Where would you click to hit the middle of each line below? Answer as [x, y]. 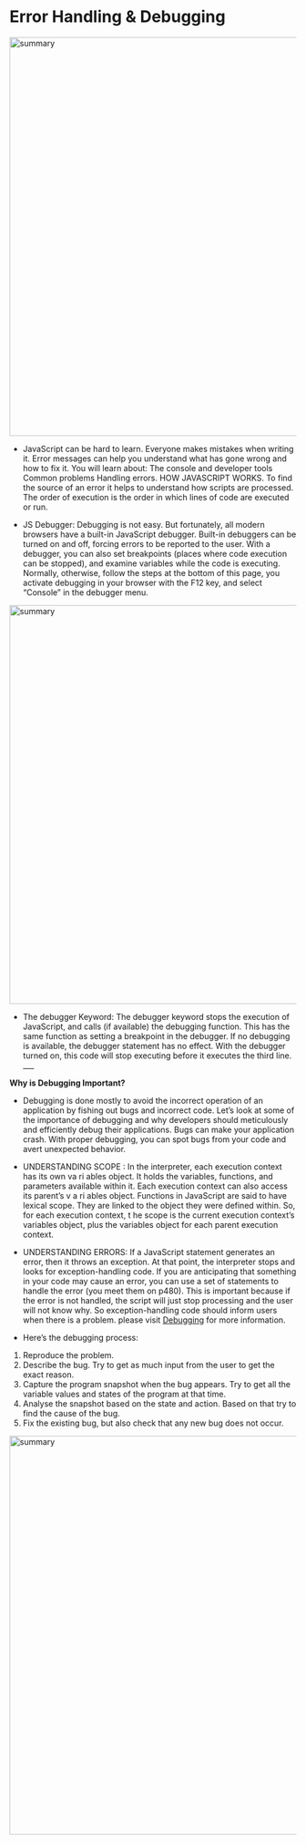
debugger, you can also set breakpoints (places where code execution [155, 553]
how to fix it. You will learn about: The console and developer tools [148, 468]
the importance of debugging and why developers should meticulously [155, 1119]
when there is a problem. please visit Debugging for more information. [154, 1320]
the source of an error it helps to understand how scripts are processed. [158, 487]
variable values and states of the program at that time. [124, 1394]
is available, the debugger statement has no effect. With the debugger [154, 1046]
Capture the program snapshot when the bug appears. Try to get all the [157, 1384]
